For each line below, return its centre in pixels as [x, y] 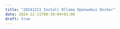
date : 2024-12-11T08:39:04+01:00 [40, 14]
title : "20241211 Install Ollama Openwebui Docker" [60, 10]
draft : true [18, 19]
